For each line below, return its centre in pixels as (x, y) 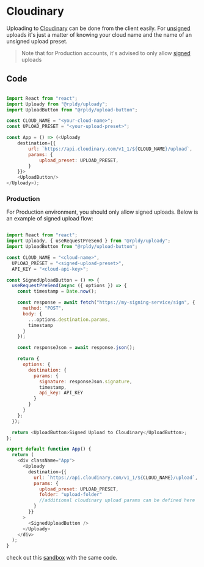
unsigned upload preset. (37, 41)
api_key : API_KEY (61, 393)
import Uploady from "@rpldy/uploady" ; (57, 104)
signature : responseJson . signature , (86, 381)
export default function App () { (49, 449)
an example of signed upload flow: (50, 219)
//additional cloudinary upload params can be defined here (117, 500)
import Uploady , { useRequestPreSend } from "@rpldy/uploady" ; (89, 241)
